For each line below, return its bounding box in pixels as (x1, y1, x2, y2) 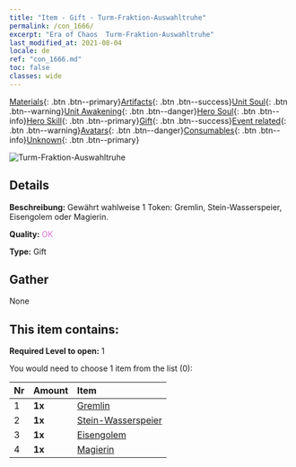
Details (9, 178, 49, 193)
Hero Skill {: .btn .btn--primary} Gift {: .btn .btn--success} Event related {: (26, 115, 287, 126)
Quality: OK (9, 228, 54, 239)
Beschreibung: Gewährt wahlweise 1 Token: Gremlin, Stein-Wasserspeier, (9, 201, 283, 212)
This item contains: (9, 322, 119, 337)
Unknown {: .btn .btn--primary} (26, 134, 140, 145)
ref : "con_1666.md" (9, 55, 83, 64)
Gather (9, 271, 49, 287)
